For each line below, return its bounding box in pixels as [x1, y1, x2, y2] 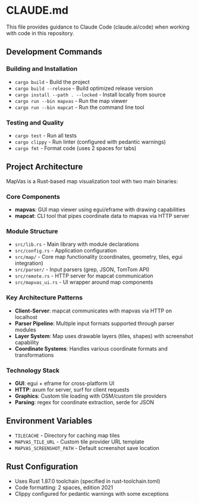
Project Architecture [6, 162, 83, 172]
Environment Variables [6, 416, 93, 426]
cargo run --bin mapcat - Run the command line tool [14, 104, 144, 111]
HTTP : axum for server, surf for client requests [14, 386, 129, 393]
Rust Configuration [6, 462, 78, 472]
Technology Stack [6, 366, 60, 374]
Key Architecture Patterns [6, 293, 83, 302]
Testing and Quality [6, 118, 64, 127]
